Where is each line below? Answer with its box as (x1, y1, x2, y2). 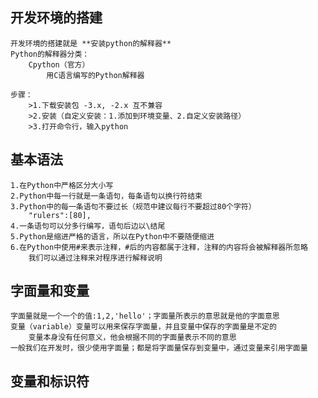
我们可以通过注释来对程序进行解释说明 (28, 253, 163, 263)
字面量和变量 (10, 283, 90, 300)
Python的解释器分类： (10, 49, 90, 59)
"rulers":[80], (28, 210, 92, 220)
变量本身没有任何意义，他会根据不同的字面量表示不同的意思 (28, 333, 237, 343)
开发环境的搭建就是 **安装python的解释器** (10, 38, 172, 48)
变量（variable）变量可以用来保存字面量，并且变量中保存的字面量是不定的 (10, 322, 277, 332)
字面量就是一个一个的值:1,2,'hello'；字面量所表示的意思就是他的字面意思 (10, 311, 280, 322)
